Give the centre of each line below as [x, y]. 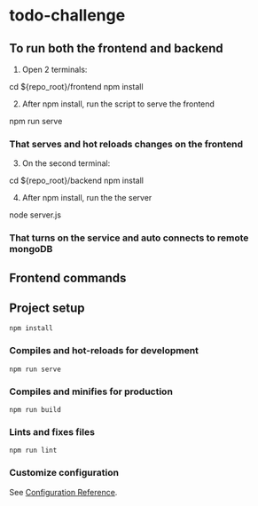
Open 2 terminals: [55, 69]
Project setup [47, 308]
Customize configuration [64, 473]
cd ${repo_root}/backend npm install [77, 181]
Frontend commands [68, 277]
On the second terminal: [66, 163]
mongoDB [31, 249]
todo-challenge [67, 16]
